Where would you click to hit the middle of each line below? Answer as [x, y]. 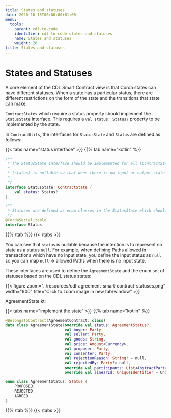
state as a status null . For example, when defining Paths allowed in [76, 250]
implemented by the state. [33, 124]
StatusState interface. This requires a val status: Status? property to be [83, 119]
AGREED [21, 396]
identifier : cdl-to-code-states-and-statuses [64, 34]
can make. [16, 103]
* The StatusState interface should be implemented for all [73, 164]
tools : [17, 24]
